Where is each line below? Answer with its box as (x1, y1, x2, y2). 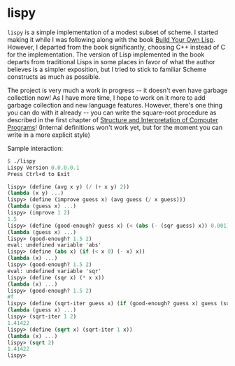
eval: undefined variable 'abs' (7, 242, 101, 249)
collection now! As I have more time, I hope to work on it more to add (7, 93, 206, 102)
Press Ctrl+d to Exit (7, 170, 71, 177)
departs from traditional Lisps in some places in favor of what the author (7, 57, 215, 66)
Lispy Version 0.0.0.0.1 (7, 164, 80, 171)
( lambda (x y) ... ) (7, 190, 64, 197)
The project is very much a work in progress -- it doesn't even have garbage (7, 86, 228, 94)
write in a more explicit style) (7, 131, 91, 139)
